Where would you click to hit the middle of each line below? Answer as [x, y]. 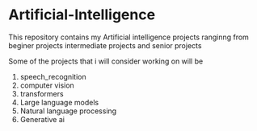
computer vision [47, 85]
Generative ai [42, 119]
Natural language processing [68, 111]
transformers [42, 93]
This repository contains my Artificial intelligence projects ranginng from [128, 37]
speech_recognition [53, 76]
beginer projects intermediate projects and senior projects [105, 45]
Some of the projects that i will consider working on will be [106, 61]
